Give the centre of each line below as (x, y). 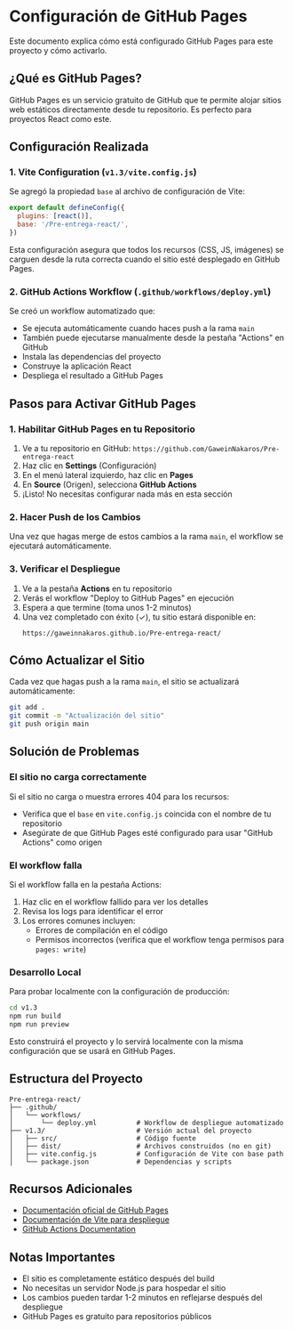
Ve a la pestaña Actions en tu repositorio (97, 588)
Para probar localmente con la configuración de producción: (119, 992)
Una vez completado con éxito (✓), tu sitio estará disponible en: (139, 617)
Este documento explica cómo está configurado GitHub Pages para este (141, 41)
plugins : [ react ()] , (55, 216)
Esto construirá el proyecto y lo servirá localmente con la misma (127, 1041)
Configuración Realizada (79, 147)
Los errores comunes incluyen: (79, 920)
